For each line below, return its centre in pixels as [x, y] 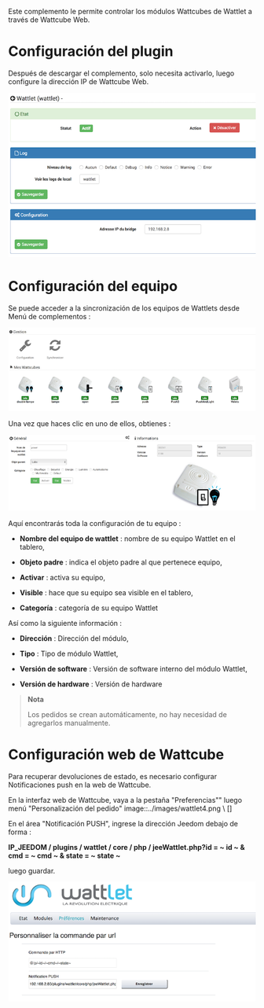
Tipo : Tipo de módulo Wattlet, [69, 654]
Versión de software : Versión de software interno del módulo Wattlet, [133, 669]
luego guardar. [32, 871]
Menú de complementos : [49, 317]
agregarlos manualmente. [69, 723]
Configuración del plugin [91, 52]
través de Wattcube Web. [49, 20]
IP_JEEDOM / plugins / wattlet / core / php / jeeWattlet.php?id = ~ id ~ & [126, 848]
